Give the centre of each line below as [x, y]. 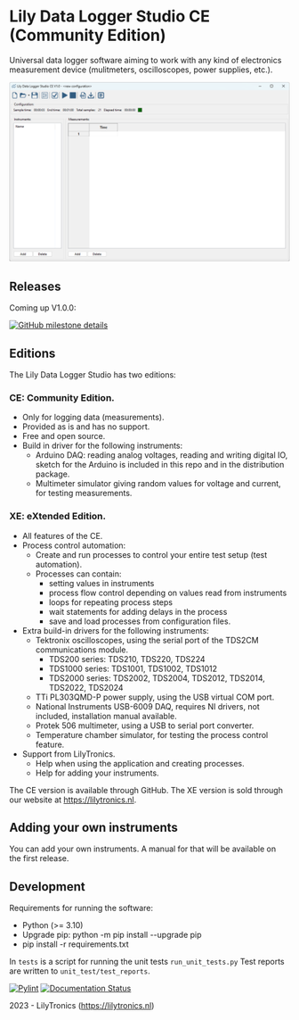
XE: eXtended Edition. [58, 517]
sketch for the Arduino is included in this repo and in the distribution [160, 465]
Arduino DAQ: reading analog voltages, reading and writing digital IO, [162, 455]
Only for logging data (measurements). [93, 418]
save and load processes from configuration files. [140, 621]
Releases [35, 286]
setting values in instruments [101, 583]
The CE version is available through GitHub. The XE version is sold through [146, 790]
